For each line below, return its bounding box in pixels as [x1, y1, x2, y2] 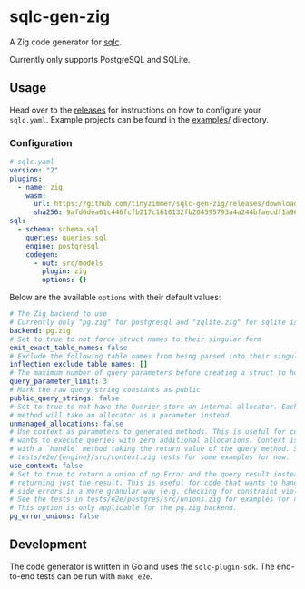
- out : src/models [33, 259, 103, 268]
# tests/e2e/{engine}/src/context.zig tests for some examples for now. [9, 453, 290, 462]
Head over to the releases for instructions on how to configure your [9, 104, 261, 115]
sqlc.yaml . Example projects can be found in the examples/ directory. [9, 113, 270, 124]
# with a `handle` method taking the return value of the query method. [9, 445, 290, 454]
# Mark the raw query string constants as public [9, 386, 202, 395]
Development [9, 537, 88, 553]
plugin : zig [42, 267, 88, 276]
